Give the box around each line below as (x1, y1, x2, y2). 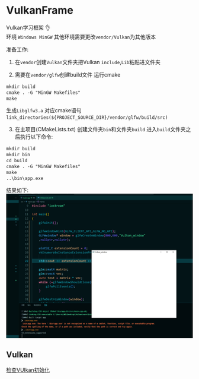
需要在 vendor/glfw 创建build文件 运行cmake (14, 71, 121, 78)
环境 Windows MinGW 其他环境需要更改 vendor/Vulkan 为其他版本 (6, 33, 156, 40)
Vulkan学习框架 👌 (6, 24, 51, 31)
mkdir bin (6, 151, 31, 157)
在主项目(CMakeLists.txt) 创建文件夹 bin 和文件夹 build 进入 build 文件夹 (14, 125, 186, 132)
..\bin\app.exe (6, 175, 44, 181)
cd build (6, 157, 28, 163)
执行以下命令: (20, 133, 53, 140)
